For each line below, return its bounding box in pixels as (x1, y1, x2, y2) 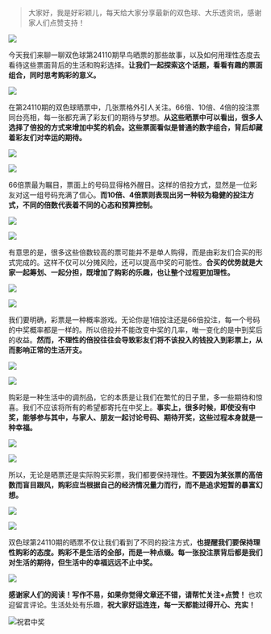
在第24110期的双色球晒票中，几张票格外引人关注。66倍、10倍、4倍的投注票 (8, 102, 261, 112)
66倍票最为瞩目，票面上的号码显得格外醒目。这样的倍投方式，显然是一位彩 (8, 180, 258, 189)
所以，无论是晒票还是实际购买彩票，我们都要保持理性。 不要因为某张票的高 (8, 470, 256, 479)
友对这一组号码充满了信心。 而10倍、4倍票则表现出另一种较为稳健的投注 (8, 190, 248, 200)
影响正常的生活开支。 (15, 346, 86, 354)
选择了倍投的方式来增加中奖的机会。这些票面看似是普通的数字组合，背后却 (8, 122, 256, 132)
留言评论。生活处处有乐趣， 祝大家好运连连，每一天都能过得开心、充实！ (15, 600, 256, 609)
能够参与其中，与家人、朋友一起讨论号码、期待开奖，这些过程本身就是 (22, 412, 256, 422)
